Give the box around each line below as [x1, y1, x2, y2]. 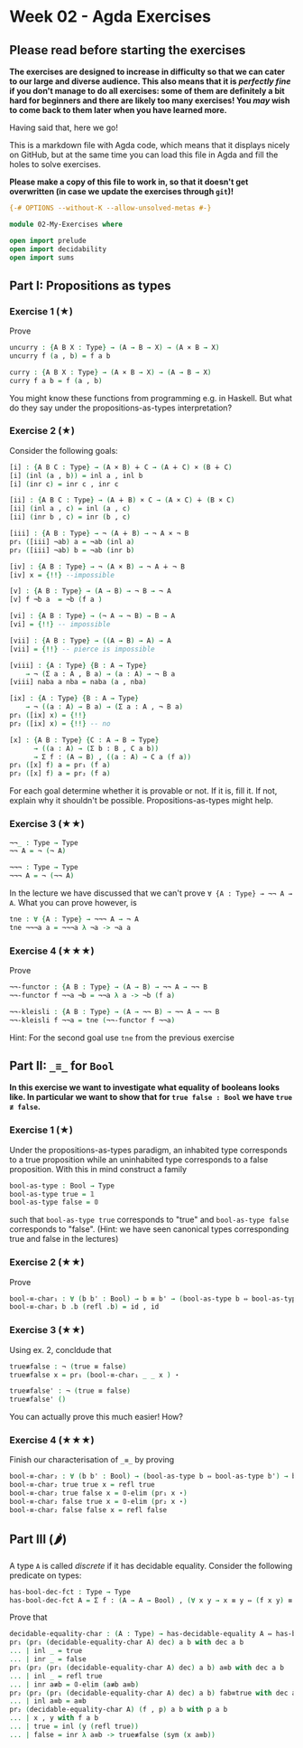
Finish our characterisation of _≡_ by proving [9, 1454, 175, 1465]
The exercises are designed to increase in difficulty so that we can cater [9, 66, 286, 77]
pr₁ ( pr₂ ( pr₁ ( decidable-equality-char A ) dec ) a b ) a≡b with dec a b [9, 1663, 284, 1672]
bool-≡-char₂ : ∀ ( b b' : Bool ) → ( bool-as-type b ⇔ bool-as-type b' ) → [9, 1471, 289, 1481]
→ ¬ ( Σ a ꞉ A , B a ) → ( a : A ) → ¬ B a [25, 669, 176, 679]
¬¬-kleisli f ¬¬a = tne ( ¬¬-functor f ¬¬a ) [9, 1015, 176, 1025]
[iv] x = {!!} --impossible [9, 570, 115, 579]
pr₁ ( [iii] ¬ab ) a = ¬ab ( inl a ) [9, 537, 135, 546]
